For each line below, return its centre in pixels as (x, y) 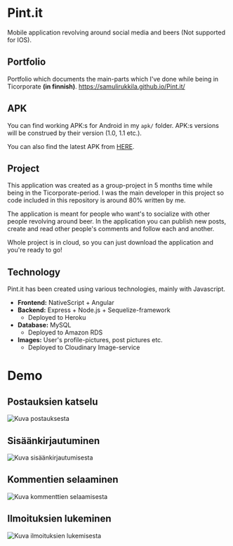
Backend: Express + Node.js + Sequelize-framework (94, 310)
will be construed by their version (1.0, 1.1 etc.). (75, 133)
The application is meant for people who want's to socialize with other (109, 214)
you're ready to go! (35, 250)
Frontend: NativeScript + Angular (66, 303)
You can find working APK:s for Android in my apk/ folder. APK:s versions (113, 125)
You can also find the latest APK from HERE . (71, 146)
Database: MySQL (44, 325)
